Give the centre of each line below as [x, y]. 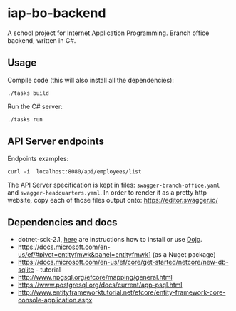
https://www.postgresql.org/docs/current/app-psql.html [100, 285]
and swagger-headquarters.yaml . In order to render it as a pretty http [107, 192]
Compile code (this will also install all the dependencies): [91, 80]
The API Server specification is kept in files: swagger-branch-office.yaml [114, 185]
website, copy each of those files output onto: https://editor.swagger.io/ [113, 200]
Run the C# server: [35, 106]
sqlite [26, 270]
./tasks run [25, 119]
